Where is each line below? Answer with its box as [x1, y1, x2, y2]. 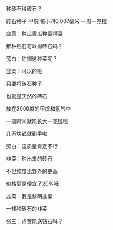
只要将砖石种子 [6, 80, 42, 87]
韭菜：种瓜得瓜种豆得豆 [6, 30, 63, 37]
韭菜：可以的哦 [6, 68, 42, 75]
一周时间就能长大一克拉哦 [6, 118, 68, 125]
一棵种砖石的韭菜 [6, 205, 48, 212]
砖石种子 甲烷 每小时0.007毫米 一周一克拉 [6, 18, 107, 25]
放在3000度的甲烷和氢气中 [6, 105, 71, 112]
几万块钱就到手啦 [6, 130, 48, 137]
